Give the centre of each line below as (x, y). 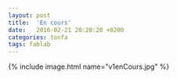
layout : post (29, 15)
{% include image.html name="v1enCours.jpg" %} (89, 66)
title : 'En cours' (40, 23)
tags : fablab (29, 45)
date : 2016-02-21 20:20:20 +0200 (66, 30)
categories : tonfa (38, 37)
